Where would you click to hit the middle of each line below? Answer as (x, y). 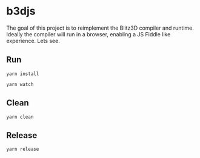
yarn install (23, 74)
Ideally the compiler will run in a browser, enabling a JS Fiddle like (88, 34)
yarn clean (20, 117)
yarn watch (20, 84)
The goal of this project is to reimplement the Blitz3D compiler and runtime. (100, 28)
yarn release (23, 150)
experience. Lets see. (33, 41)
